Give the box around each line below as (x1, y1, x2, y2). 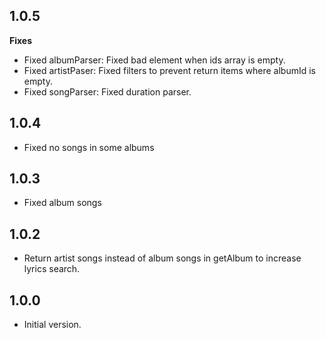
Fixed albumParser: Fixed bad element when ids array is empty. (23, 54, 286, 66)
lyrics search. (23, 263, 81, 275)
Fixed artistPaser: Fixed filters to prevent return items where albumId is (23, 64, 316, 76)
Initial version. (23, 319, 82, 331)
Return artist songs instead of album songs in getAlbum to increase (23, 252, 302, 264)
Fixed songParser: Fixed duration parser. (23, 85, 192, 98)
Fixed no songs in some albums (23, 141, 155, 153)
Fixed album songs (23, 197, 102, 209)
